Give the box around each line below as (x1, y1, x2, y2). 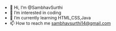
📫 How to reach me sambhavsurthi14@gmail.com (9, 20, 111, 26)
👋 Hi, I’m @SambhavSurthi (9, 5, 63, 10)
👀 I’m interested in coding (9, 10, 62, 15)
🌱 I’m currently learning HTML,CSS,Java (9, 15, 91, 20)
